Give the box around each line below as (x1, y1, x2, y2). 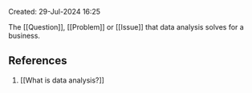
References (8, 54, 67, 67)
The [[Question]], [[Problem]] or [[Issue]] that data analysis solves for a (8, 22, 245, 31)
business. (8, 31, 40, 40)
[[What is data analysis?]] (19, 75, 104, 85)
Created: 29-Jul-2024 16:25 (8, 7, 101, 16)
